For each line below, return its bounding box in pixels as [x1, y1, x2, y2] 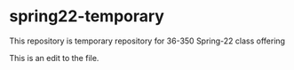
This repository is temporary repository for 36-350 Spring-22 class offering [9, 35, 286, 46]
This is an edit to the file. [9, 52, 99, 63]
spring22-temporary [9, 6, 164, 27]
